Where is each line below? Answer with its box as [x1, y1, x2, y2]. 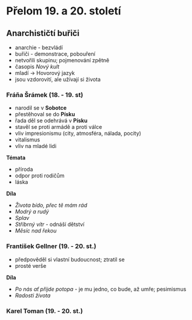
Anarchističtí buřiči [6, 28, 80, 38]
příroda [14, 166, 34, 173]
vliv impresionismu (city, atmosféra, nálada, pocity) [14, 130, 142, 137]
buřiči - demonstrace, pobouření [14, 50, 96, 58]
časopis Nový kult [14, 63, 60, 70]
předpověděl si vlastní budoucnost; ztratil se [14, 256, 125, 263]
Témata [6, 154, 26, 161]
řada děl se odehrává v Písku [14, 117, 88, 124]
